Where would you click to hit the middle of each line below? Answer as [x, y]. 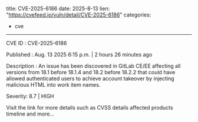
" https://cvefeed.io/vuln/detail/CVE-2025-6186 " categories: [79, 15]
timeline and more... [30, 114]
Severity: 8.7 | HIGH [30, 96]
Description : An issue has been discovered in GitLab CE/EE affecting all [93, 66]
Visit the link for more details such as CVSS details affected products [90, 108]
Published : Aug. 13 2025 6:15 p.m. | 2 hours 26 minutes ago [79, 55]
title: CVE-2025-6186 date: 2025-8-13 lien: [58, 9]
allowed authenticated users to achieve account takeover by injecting [90, 78]
